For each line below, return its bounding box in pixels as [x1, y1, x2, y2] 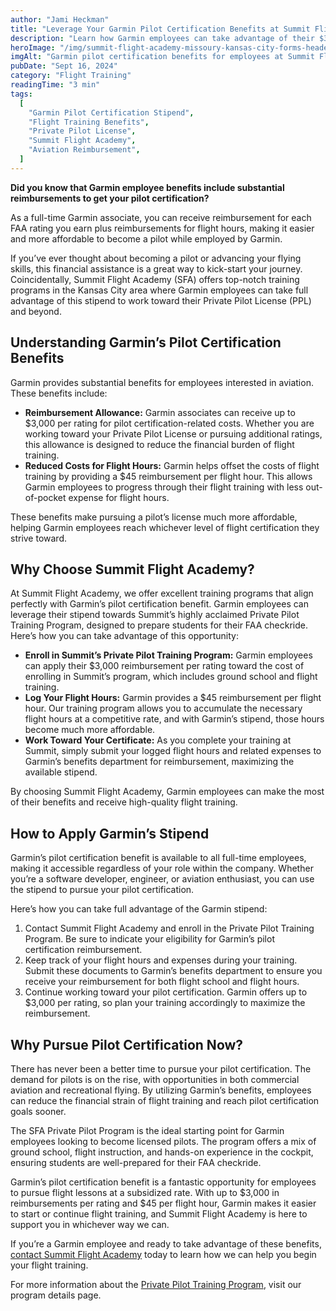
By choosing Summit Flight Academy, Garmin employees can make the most [10, 786, 325, 798]
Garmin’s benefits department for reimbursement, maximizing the [24, 756, 295, 768]
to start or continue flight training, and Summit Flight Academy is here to [10, 1208, 308, 1220]
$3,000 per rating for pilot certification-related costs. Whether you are [24, 417, 315, 429]
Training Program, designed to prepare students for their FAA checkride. [10, 619, 309, 631]
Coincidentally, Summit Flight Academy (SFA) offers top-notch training [10, 273, 300, 285]
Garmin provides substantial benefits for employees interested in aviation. [10, 376, 314, 388]
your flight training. [10, 1259, 89, 1271]
